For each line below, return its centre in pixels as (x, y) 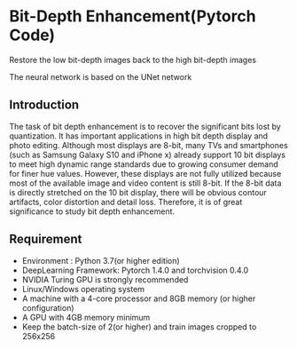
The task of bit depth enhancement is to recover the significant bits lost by (145, 126)
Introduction (44, 105)
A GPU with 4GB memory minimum (86, 317)
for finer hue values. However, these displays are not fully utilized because (145, 173)
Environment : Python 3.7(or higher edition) (101, 260)
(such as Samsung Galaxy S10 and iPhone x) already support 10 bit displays (148, 155)
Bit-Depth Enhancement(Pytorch (133, 16)
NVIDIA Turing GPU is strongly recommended (105, 279)
